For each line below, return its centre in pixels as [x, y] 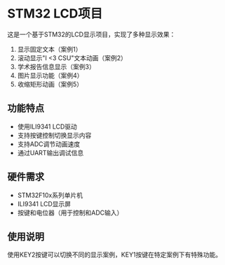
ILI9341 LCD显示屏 [44, 203]
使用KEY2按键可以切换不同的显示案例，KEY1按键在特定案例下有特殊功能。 [115, 255]
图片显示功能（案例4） [50, 75]
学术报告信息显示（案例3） [56, 66]
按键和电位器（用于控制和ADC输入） [70, 213]
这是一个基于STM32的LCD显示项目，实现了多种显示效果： [91, 34]
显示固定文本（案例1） [49, 49]
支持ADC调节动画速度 [49, 144]
